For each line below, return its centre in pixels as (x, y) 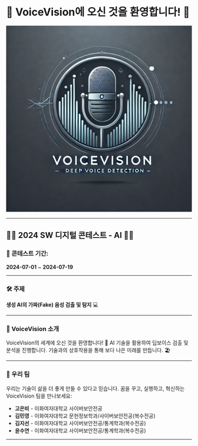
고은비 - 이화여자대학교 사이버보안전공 (59, 408)
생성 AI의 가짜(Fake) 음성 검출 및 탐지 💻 (52, 304)
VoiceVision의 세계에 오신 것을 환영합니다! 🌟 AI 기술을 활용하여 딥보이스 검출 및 (97, 343)
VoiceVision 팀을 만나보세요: (39, 396)
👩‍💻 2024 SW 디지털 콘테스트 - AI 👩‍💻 (70, 235)
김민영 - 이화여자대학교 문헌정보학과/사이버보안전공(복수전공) (85, 416)
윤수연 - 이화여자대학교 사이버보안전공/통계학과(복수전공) (80, 430)
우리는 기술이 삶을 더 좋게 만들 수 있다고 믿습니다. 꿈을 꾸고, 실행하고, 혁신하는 (95, 388)
